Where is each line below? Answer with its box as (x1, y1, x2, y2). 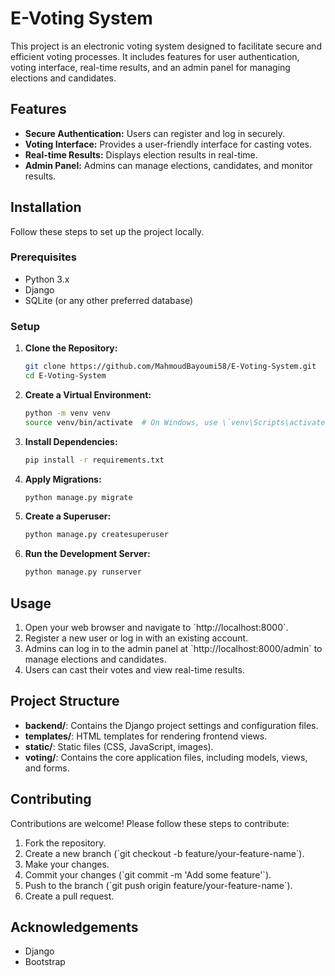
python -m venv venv (24, 408, 111, 418)
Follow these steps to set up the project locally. (10, 225, 205, 237)
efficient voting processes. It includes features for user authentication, (10, 50, 300, 62)
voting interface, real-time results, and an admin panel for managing (10, 61, 291, 73)
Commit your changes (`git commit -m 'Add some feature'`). (24, 868, 272, 881)
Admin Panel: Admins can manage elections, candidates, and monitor (24, 159, 313, 171)
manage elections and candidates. (24, 653, 167, 665)
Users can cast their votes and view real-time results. (24, 663, 245, 676)
